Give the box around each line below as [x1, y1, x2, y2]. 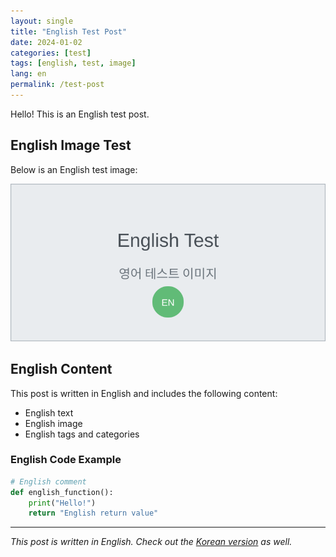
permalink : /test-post [10, 80, 105, 90]
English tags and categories [24, 428, 140, 440]
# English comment [10, 476, 87, 487]
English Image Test [10, 137, 132, 154]
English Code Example [10, 453, 122, 467]
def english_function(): [10, 487, 114, 497]
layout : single [10, 16, 74, 26]
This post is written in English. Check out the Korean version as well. [10, 536, 293, 548]
